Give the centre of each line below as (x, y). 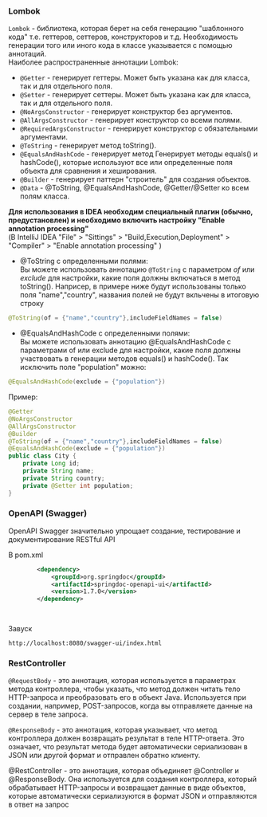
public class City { (43, 456)
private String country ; (64, 478)
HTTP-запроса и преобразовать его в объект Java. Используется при (128, 697)
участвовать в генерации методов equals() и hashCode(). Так (124, 359)
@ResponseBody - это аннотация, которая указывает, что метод (113, 730)
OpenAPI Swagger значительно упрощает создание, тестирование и (124, 531)
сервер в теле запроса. (48, 714)
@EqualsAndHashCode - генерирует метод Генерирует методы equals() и (139, 154)
